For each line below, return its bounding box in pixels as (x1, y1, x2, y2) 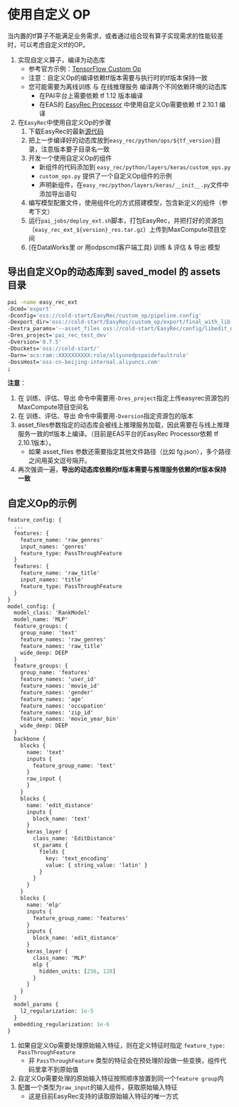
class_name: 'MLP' (33, 954, 87, 961)
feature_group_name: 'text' (33, 762, 116, 769)
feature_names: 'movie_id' (20, 682, 100, 689)
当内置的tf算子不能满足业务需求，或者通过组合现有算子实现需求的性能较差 (7, 31, 224, 40)
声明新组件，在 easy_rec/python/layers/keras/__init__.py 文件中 (38, 180, 229, 189)
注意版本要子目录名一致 (41, 144, 110, 153)
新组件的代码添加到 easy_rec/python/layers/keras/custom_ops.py (38, 162, 231, 171)
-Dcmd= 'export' (7, 305, 53, 313)
